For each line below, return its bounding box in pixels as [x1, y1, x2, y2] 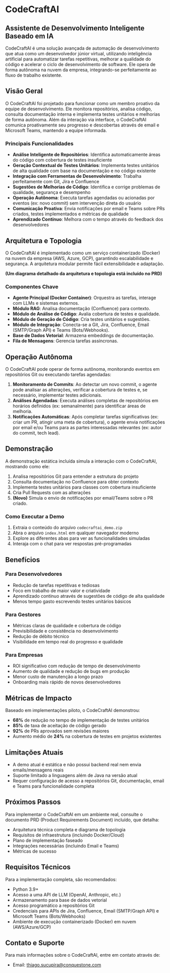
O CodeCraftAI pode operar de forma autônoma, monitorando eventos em [5, 366, 160, 372]
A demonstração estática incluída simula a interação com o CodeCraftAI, [5, 458, 157, 464]
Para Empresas [5, 652, 43, 659]
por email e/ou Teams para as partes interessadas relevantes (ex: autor [12, 425, 162, 431]
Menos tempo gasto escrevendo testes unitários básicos [12, 598, 131, 604]
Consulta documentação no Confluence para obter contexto [12, 478, 139, 484]
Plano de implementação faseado [12, 837, 83, 844]
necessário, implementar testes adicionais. [12, 392, 103, 398]
